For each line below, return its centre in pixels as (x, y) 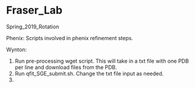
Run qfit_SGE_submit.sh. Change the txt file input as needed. (89, 73)
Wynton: (17, 49)
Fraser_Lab (34, 10)
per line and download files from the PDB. (66, 67)
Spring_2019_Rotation (33, 27)
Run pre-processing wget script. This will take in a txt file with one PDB (102, 61)
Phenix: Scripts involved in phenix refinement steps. (70, 38)
